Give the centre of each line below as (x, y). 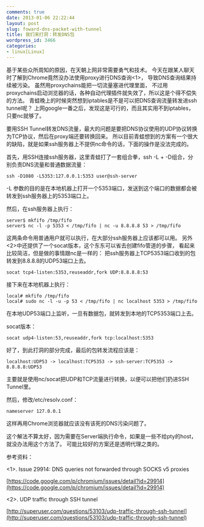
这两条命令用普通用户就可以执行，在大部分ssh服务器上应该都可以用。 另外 (100, 238)
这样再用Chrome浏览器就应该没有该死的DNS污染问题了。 (78, 423)
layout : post (23, 23)
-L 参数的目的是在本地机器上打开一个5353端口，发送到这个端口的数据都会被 (102, 188)
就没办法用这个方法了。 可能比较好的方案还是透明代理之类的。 (84, 444)
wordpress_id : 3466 (31, 40)
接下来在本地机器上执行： (38, 284)
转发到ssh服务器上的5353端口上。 (49, 195)
